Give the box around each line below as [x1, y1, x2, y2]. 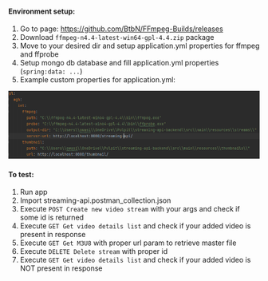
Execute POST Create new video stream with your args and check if [19, 204, 241, 214]
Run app [19, 188, 48, 197]
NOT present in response [19, 263, 103, 273]
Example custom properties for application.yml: [19, 75, 175, 85]
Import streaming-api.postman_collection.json [19, 196, 171, 205]
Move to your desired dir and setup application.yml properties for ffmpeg [19, 41, 260, 51]
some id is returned [19, 212, 85, 223]
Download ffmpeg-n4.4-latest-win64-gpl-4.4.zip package [19, 33, 215, 42]
